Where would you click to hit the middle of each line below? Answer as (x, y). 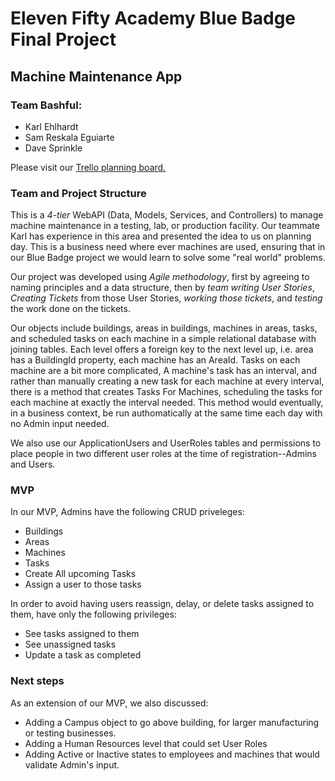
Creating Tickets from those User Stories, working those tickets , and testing (166, 298)
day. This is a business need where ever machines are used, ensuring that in (168, 247)
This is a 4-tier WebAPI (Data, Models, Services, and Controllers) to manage (167, 215)
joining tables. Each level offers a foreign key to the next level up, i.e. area (162, 349)
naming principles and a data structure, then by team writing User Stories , (162, 288)
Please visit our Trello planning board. (88, 167)
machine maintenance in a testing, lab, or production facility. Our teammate (165, 226)
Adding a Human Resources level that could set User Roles (146, 743)
